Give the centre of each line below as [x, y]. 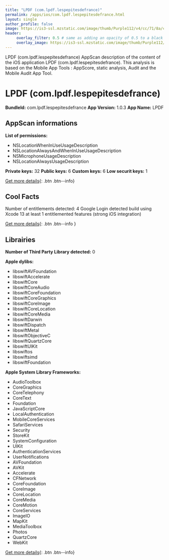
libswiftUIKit [25, 346]
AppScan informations [41, 123]
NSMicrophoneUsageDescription [47, 156]
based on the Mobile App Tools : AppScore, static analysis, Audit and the [81, 68]
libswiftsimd [25, 357]
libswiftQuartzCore [32, 341]
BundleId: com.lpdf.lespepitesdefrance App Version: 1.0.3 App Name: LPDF [84, 107]
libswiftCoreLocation [34, 309]
